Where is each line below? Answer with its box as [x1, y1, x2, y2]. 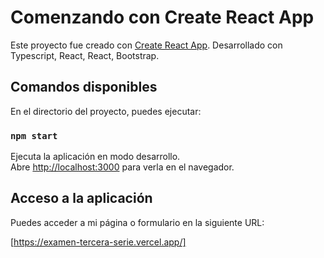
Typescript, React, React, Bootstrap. [10, 49, 160, 61]
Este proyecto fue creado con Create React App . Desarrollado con [10, 39, 283, 51]
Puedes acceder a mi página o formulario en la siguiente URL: [10, 216, 265, 228]
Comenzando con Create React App [10, 6, 315, 29]
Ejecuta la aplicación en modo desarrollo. [10, 151, 181, 163]
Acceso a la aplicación [10, 190, 153, 207]
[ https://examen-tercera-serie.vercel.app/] [10, 236, 187, 248]
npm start [10, 130, 58, 141]
